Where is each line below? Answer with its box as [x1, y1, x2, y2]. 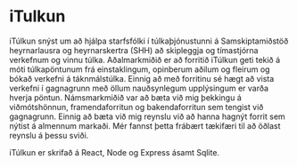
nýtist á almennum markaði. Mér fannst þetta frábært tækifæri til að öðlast [9, 120, 281, 131]
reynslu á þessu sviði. [9, 130, 89, 140]
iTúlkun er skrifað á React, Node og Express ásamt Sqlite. [9, 147, 220, 157]
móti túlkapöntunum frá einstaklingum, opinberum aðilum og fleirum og [9, 64, 270, 75]
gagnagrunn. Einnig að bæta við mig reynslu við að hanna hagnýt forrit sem [9, 111, 285, 122]
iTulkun [9, 6, 66, 27]
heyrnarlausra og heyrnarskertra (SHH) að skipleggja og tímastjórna [9, 44, 259, 55]
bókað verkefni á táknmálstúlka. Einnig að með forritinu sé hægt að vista [9, 73, 275, 83]
